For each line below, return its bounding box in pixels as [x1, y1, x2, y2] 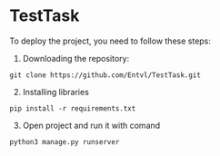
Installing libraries [22, 86, 89, 97]
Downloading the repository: [22, 53, 130, 63]
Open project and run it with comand [22, 120, 161, 131]
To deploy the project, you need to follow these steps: [9, 35, 212, 46]
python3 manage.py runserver [9, 137, 120, 146]
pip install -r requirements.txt [9, 103, 136, 113]
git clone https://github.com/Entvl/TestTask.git [9, 70, 202, 80]
